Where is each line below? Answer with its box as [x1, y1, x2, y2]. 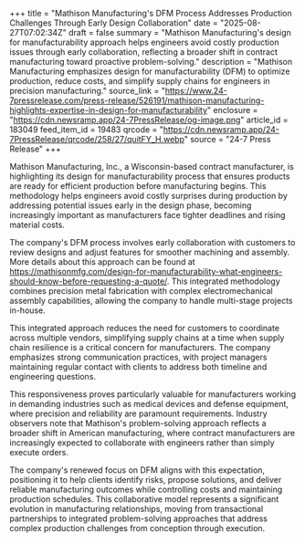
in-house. [9, 305, 46, 316]
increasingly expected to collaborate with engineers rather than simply [9, 437, 276, 448]
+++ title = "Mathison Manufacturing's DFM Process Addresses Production [9, 8, 292, 18]
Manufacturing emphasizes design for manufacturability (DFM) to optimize [9, 66, 290, 77]
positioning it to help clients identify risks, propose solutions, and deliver [9, 475, 282, 485]
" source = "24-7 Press [184, 134, 271, 144]
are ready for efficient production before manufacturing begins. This [9, 181, 267, 191]
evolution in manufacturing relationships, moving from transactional [9, 504, 264, 514]
